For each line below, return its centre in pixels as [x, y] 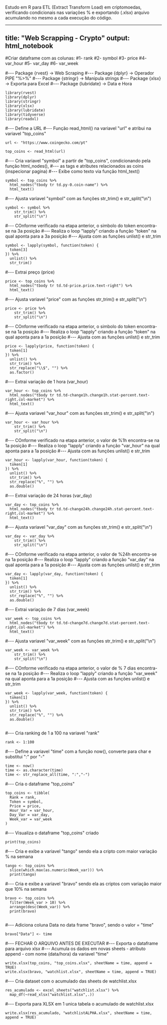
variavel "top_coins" [26, 133]
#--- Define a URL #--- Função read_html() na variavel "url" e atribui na [78, 128]
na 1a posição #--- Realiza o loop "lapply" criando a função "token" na [83, 332]
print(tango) [23, 874]
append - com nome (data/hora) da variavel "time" [57, 954]
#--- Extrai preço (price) [30, 272]
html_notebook [29, 46]
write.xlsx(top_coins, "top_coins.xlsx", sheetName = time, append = [79, 963]
